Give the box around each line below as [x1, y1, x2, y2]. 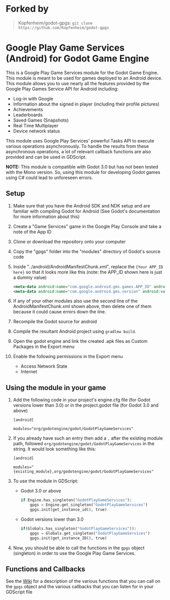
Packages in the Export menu [13, 343, 75, 350]
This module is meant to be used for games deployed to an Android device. [6, 75, 163, 81]
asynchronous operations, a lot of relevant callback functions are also [6, 148, 151, 155]
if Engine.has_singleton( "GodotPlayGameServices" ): [20, 498, 132, 503]
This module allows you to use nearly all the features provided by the [6, 80, 150, 86]
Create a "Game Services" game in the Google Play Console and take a [13, 223, 161, 229]
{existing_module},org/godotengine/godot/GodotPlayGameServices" [13, 469, 154, 474]
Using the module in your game [6, 383, 106, 392]
